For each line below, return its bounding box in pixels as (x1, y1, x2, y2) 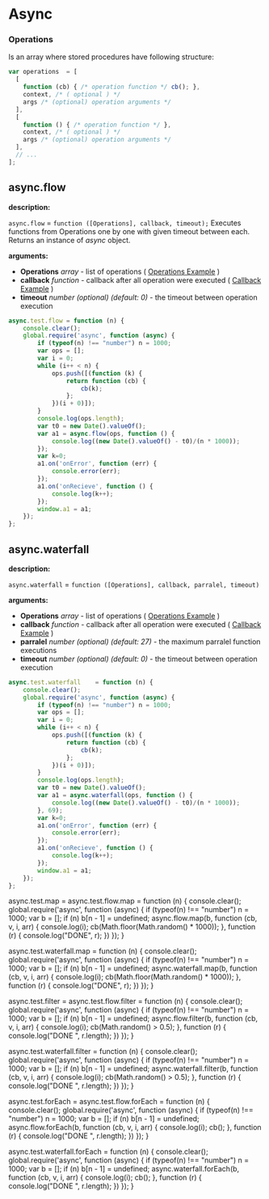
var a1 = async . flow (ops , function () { (37, 429, 175, 437)
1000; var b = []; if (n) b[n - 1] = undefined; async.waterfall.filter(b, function (8, 1064, 258, 1073)
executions (19, 645, 57, 655)
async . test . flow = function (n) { (8, 317, 125, 325)
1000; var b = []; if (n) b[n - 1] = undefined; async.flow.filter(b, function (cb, (8, 1013, 258, 1023)
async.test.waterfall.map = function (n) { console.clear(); (8, 946, 197, 956)
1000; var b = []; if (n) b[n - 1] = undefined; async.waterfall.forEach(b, (8, 1164, 240, 1174)
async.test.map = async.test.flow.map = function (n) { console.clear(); (8, 896, 242, 906)
